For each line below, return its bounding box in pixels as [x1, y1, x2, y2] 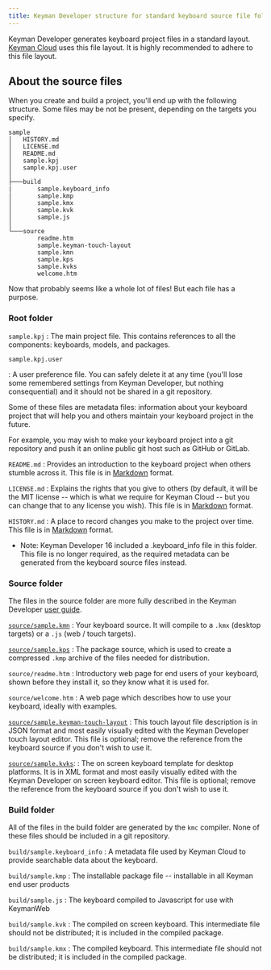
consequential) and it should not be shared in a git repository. [8, 387, 213, 396]
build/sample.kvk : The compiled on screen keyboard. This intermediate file [8, 919, 261, 929]
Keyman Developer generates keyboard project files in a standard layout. [8, 34, 251, 44]
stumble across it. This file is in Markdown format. [8, 467, 175, 477]
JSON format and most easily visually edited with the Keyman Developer [8, 725, 249, 735]
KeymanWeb [8, 904, 51, 914]
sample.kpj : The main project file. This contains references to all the [8, 331, 236, 341]
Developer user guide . [8, 604, 82, 614]
